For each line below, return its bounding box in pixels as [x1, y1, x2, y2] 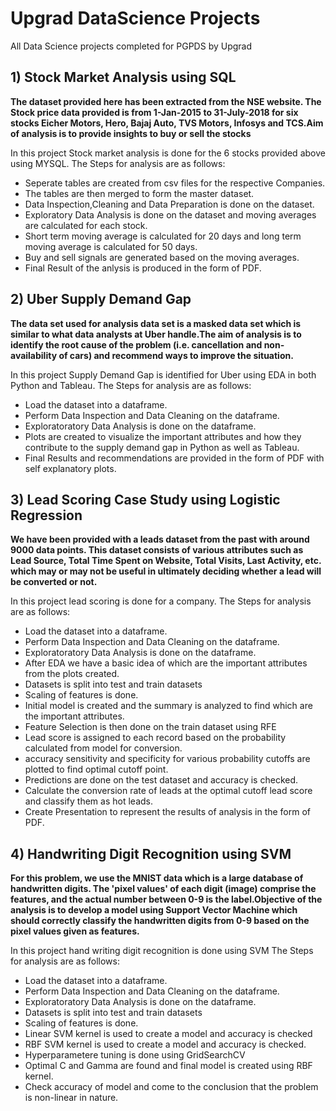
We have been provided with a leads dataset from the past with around [10, 533, 310, 546]
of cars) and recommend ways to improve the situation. [58, 349, 294, 361]
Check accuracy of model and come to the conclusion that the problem [24, 1081, 319, 1093]
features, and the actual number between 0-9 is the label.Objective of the [10, 893, 323, 906]
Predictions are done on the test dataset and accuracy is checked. [24, 774, 299, 786]
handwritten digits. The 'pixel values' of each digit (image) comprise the [10, 883, 317, 895]
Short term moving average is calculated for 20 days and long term [24, 230, 302, 242]
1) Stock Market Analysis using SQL [10, 69, 237, 86]
